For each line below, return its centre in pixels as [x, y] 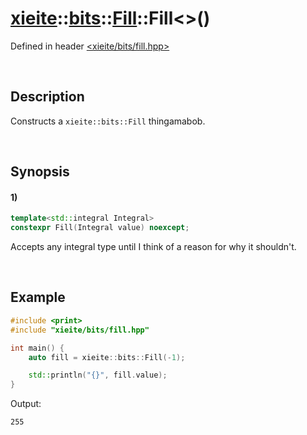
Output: [26, 404]
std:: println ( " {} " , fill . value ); [98, 375]
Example [38, 297]
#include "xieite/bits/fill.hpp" [80, 330]
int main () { [37, 348]
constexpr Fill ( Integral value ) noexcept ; [100, 228]
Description [47, 97]
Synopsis [40, 172]
